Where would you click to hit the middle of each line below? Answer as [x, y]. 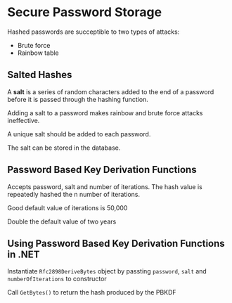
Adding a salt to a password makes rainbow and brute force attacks [105, 112]
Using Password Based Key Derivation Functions [116, 243]
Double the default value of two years [62, 221]
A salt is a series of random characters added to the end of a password [111, 91]
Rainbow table [38, 53]
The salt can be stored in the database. [64, 148]
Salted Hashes [40, 75]
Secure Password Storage [85, 12]
